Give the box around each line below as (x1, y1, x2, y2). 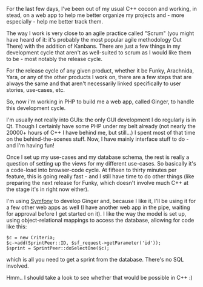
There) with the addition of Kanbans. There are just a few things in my (6, 42, 181, 50)
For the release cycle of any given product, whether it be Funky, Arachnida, (6, 67, 195, 74)
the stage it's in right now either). (6, 185, 89, 193)
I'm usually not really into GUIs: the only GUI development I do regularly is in (6, 116, 196, 123)
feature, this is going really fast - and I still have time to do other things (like (6, 173, 195, 180)
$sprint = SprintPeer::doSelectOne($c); (6, 245, 110, 251)
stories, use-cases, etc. (6, 86, 65, 93)
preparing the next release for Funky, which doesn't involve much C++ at (6, 179, 189, 186)
